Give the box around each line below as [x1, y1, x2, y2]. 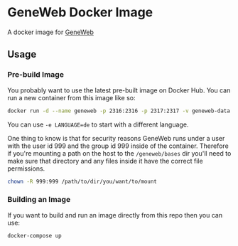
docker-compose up [7, 232, 62, 239]
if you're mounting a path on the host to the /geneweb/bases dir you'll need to [7, 149, 232, 157]
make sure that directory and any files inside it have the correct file [7, 156, 204, 165]
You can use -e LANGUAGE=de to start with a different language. [7, 120, 189, 129]
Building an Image [7, 195, 71, 205]
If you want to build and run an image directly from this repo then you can [7, 210, 222, 219]
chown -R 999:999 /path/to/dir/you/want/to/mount [7, 178, 158, 185]
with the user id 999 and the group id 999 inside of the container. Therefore [7, 141, 229, 150]
